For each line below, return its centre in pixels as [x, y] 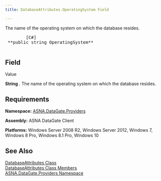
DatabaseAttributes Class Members [41, 168]
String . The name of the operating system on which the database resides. [81, 84]
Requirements [27, 99]
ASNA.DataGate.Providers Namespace [44, 173]
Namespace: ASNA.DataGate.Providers [46, 111]
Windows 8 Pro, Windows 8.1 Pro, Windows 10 [52, 135]
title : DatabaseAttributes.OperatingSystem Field [57, 10]
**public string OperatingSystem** [50, 42]
